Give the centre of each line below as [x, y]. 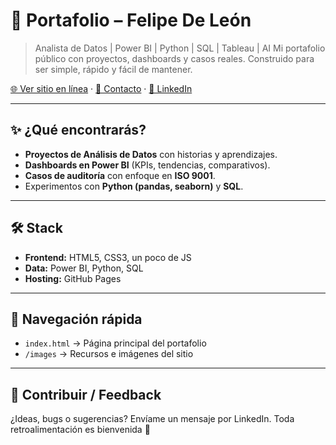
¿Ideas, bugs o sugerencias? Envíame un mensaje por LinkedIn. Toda [152, 419]
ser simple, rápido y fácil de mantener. [113, 69]
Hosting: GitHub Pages [73, 278]
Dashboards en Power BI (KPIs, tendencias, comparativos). [147, 165]
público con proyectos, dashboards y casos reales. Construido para [174, 58]
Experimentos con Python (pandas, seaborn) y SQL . [134, 186]
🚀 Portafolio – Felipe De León [131, 20]
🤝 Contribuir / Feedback [86, 394]
